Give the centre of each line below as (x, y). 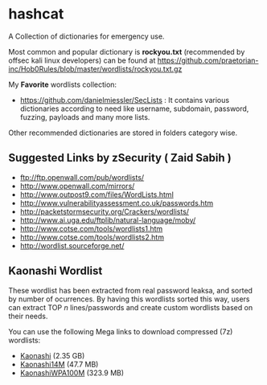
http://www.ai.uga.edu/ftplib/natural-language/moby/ (108, 220)
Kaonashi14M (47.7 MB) (59, 364)
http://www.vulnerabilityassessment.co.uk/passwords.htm (117, 203)
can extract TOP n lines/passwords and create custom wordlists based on (131, 307)
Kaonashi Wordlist (55, 271)
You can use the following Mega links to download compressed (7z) (121, 331)
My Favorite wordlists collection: (63, 84)
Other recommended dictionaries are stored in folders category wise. (123, 133)
